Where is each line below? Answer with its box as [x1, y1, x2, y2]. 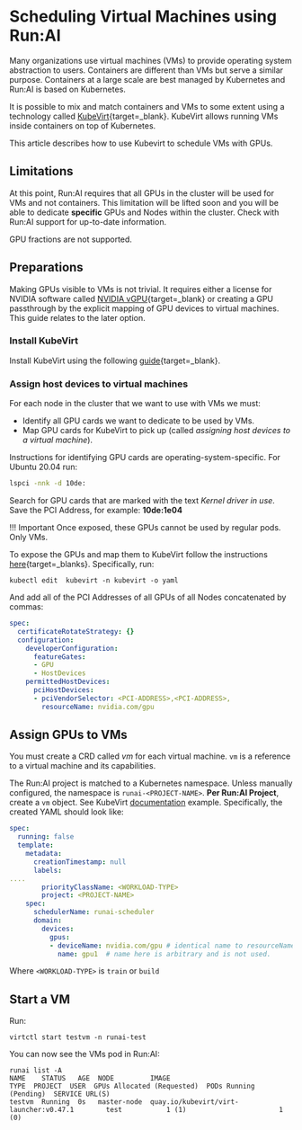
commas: [9, 601, 44, 612]
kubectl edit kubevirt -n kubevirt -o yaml [9, 576, 179, 585]
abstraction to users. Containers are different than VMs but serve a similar [9, 65, 284, 76]
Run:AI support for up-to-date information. [9, 216, 167, 227]
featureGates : [32, 652, 87, 662]
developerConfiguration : [25, 644, 119, 653]
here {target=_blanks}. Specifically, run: [9, 559, 155, 570]
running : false [17, 832, 75, 841]
